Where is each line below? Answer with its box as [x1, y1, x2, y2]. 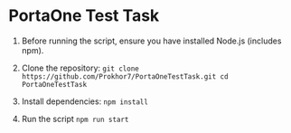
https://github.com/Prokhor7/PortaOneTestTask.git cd [21, 71, 229, 81]
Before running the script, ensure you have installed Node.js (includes [21, 35, 282, 46]
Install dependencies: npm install [21, 96, 148, 107]
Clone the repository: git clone [21, 62, 139, 73]
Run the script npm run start [21, 113, 129, 124]
